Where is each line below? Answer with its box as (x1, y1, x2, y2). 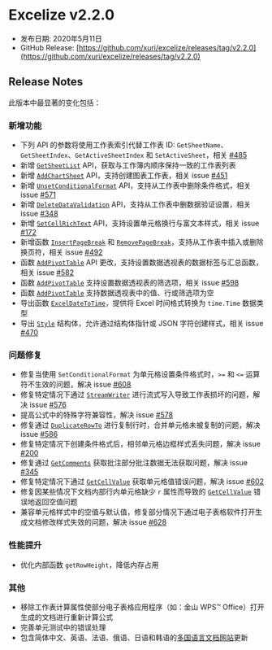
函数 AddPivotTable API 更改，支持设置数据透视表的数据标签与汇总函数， (19, 258, 264, 268)
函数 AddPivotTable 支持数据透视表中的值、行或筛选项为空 (19, 288, 214, 298)
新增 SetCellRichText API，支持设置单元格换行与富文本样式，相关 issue (19, 218, 260, 229)
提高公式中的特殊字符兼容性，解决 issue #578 (19, 410, 173, 420)
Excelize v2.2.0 (8, 6, 115, 24)
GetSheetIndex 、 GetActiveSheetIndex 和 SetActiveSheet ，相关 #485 (19, 151, 248, 160)
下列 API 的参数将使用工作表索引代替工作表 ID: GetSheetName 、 (19, 140, 228, 150)
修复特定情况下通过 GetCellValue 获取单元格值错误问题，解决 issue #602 (19, 477, 264, 486)
